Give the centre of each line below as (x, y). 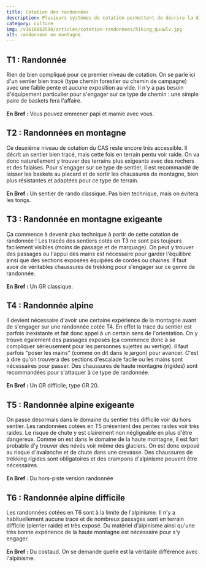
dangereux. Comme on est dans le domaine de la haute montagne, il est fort (102, 439)
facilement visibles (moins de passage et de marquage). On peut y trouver (100, 247)
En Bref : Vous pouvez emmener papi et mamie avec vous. (80, 114)
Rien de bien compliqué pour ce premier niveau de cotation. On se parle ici (101, 74)
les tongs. (19, 200)
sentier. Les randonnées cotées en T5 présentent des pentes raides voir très (103, 426)
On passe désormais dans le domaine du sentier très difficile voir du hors (99, 420)
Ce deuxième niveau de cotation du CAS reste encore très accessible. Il (97, 147)
